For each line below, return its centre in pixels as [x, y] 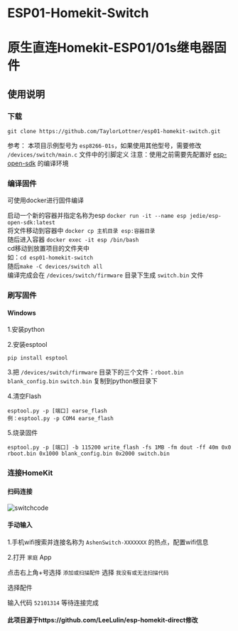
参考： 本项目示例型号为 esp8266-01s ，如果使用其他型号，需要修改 [104, 146]
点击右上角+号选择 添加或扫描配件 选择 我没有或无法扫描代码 [88, 572]
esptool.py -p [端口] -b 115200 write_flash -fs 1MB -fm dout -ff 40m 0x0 [119, 448]
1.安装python [26, 330]
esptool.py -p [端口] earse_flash [58, 411]
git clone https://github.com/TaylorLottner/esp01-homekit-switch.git [114, 132]
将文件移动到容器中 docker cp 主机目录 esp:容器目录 [81, 231]
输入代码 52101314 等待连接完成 [53, 603]
